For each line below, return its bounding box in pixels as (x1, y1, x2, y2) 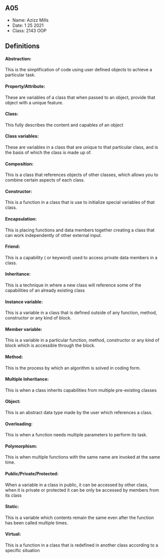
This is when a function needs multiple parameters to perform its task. (5, 432, 148, 438)
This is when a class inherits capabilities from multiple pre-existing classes (5, 387, 157, 393)
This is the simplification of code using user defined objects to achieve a (5, 67, 153, 73)
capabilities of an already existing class (5, 287, 85, 293)
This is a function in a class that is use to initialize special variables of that (5, 199, 155, 205)
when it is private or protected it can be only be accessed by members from (5, 487, 159, 493)
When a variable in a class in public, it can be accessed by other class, (5, 482, 149, 488)
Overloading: (5, 420, 33, 427)
